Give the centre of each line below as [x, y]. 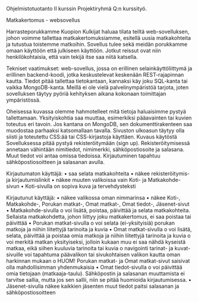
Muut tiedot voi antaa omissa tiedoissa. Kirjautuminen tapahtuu [83, 156]
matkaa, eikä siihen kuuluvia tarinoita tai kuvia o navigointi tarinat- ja [90, 248]
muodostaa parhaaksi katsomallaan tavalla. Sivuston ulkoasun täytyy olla [95, 130]
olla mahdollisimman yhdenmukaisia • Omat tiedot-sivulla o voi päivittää [94, 267]
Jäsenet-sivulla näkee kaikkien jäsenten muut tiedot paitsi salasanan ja [93, 286]
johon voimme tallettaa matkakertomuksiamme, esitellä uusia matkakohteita [99, 38]
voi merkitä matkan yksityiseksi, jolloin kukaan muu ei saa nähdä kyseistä [96, 242]
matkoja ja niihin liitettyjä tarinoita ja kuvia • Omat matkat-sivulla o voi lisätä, [99, 229]
